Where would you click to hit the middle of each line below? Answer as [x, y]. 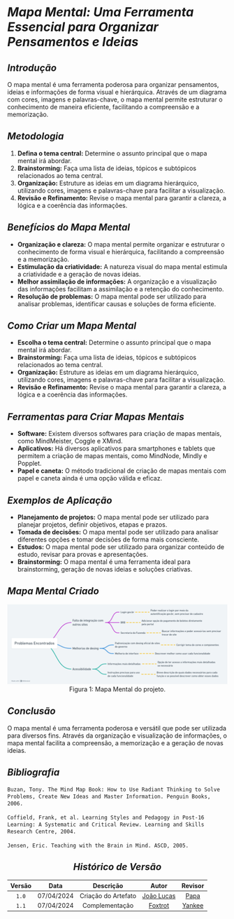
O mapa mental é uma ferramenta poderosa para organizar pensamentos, [113, 84]
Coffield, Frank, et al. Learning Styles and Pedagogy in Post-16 [106, 817]
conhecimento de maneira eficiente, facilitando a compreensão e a [103, 107]
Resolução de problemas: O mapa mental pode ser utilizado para [112, 296]
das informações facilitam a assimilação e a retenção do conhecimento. [120, 289]
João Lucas [159, 896]
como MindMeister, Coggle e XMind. [70, 441]
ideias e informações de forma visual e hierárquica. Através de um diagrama [117, 92]
